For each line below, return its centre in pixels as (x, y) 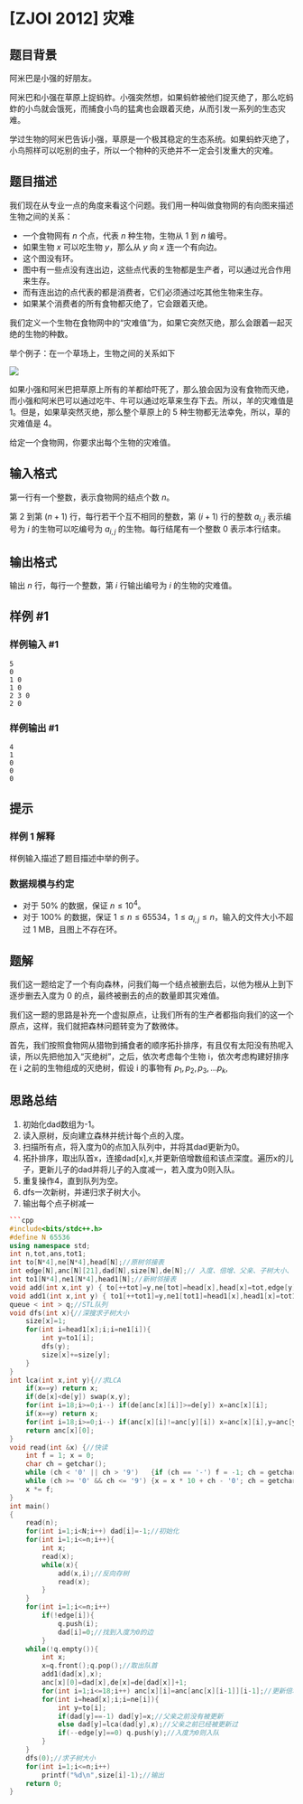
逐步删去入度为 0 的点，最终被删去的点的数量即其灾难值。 (117, 996)
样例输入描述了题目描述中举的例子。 (77, 858)
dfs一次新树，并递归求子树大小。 (84, 1192)
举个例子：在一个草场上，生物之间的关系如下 (92, 352)
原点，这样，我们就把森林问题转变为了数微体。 (96, 1026)
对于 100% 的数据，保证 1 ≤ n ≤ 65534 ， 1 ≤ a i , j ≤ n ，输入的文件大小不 (154, 918)
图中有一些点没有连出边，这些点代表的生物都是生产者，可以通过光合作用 (156, 269)
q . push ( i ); (78, 1623)
